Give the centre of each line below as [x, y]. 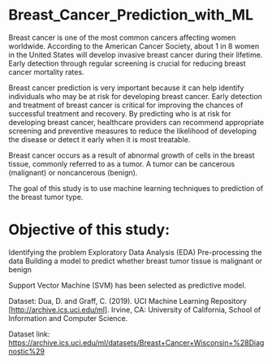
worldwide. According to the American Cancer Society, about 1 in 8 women [134, 45]
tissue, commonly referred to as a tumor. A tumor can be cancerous [122, 163]
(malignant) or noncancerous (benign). [73, 172]
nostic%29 [26, 351]
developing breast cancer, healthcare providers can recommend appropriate [136, 122]
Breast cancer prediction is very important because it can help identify [126, 88]
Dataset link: [29, 334]
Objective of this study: [89, 230]
